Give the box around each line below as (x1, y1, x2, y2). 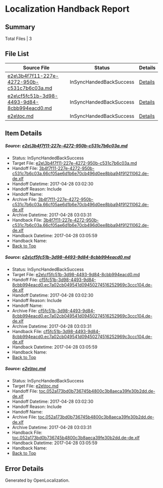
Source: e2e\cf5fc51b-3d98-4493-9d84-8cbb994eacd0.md (5, 254, 131, 260)
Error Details (5, 464, 44, 473)
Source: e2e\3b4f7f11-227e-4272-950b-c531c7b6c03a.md (5, 143, 128, 149)
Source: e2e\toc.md (5, 365, 46, 371)
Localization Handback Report (5, 3, 130, 15)
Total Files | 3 (5, 36, 32, 41)
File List (5, 50, 29, 58)
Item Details (5, 129, 42, 137)
